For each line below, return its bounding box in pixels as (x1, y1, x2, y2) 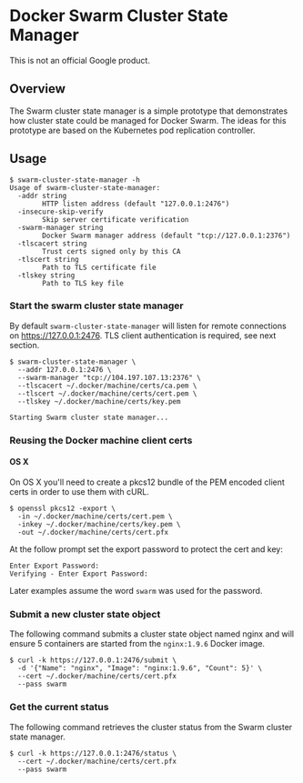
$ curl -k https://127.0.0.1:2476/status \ (9, 748, 177, 758)
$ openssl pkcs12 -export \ (9, 504, 116, 513)
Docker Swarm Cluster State (9, 5, 229, 26)
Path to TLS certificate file (42, 263, 157, 272)
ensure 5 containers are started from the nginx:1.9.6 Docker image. (9, 638, 266, 649)
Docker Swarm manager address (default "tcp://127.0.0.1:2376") (42, 231, 291, 240)
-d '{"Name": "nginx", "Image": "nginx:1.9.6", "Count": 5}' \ (17, 664, 262, 673)
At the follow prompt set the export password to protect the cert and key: (9, 543, 284, 555)
